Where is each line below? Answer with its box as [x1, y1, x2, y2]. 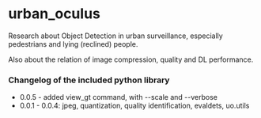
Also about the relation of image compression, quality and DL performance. [8, 55, 254, 64]
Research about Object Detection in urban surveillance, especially [8, 31, 223, 40]
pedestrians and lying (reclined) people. [8, 39, 138, 48]
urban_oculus [8, 5, 100, 23]
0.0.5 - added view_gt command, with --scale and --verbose [19, 93, 217, 102]
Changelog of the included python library [8, 74, 170, 86]
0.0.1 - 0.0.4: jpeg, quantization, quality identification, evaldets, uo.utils [19, 101, 250, 111]
